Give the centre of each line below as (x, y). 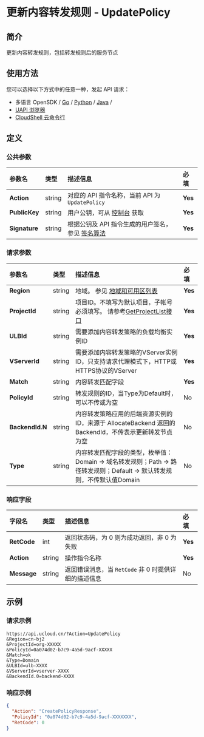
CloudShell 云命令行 (40, 117)
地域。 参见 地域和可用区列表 (116, 291)
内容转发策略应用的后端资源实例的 (124, 413)
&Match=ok (19, 655)
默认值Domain (120, 480)
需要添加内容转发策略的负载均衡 (121, 331)
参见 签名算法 (87, 233)
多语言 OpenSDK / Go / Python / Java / (63, 102)
